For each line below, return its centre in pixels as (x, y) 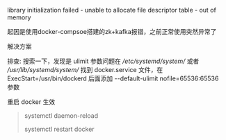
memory (19, 17)
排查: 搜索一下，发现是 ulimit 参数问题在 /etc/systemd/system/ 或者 (103, 61)
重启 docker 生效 (31, 102)
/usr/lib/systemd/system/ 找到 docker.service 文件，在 (85, 70)
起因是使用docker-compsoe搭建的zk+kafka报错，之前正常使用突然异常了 (112, 32)
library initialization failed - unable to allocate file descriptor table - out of (112, 10)
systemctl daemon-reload (61, 116)
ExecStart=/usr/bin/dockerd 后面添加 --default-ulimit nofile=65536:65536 (113, 78)
